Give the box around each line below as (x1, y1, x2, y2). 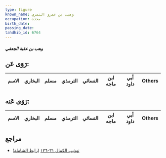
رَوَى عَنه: (5, 97, 30, 105)
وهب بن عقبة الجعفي (5, 45, 43, 51)
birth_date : (5, 21, 30, 26)
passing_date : (5, 26, 35, 31)
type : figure (5, 7, 32, 12)
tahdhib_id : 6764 (5, 30, 41, 35)
